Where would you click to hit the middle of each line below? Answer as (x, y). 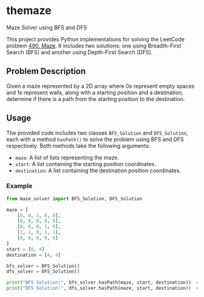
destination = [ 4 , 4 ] (34, 255)
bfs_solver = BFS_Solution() (43, 266)
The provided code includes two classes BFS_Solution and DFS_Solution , (97, 133)
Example (19, 186)
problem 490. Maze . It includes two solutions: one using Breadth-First (94, 46)
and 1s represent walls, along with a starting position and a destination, (95, 93)
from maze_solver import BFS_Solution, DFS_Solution (74, 198)
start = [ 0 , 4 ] (25, 249)
